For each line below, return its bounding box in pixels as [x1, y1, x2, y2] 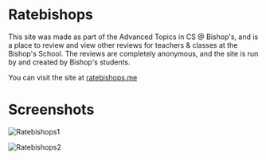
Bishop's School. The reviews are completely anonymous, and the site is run [8, 49, 259, 58]
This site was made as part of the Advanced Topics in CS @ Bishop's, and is [8, 32, 259, 41]
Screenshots [8, 101, 95, 119]
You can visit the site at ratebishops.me [8, 72, 138, 82]
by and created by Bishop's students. [8, 57, 131, 67]
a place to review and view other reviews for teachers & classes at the [8, 40, 238, 49]
